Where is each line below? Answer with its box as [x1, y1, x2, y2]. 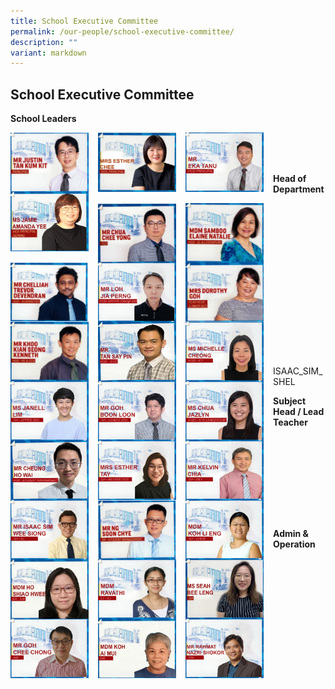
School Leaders [10, 113, 77, 125]
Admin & [273, 528, 309, 540]
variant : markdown [10, 48, 87, 58]
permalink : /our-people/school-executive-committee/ [10, 26, 235, 37]
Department [273, 183, 325, 195]
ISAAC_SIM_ [273, 365, 323, 377]
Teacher [273, 416, 308, 429]
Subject [273, 395, 307, 407]
